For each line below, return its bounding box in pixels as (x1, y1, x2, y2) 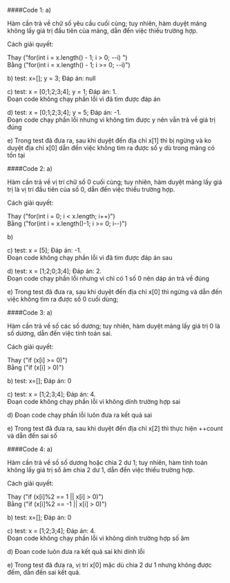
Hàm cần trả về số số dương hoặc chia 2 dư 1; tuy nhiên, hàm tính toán (7, 459, 208, 466)
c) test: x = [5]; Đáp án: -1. (7, 246, 82, 255)
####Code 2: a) (7, 165, 53, 172)
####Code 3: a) (7, 308, 53, 317)
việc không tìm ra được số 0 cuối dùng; (7, 295, 119, 303)
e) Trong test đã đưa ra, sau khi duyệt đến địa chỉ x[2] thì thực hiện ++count (7, 425, 223, 432)
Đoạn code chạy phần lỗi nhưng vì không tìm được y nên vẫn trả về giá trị (7, 115, 216, 124)
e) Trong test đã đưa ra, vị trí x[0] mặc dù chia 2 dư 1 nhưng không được (7, 561, 212, 569)
